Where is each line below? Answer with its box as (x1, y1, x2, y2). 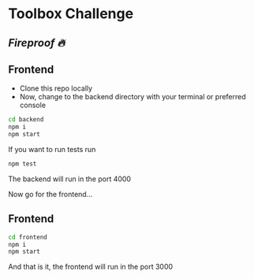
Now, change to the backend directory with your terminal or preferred (19, 92, 246, 102)
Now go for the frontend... (8, 189, 93, 199)
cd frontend (8, 233, 47, 241)
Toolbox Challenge (8, 5, 134, 23)
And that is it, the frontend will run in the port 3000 (8, 262, 174, 272)
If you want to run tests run (8, 145, 96, 154)
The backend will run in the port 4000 (8, 174, 132, 184)
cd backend (8, 116, 44, 124)
